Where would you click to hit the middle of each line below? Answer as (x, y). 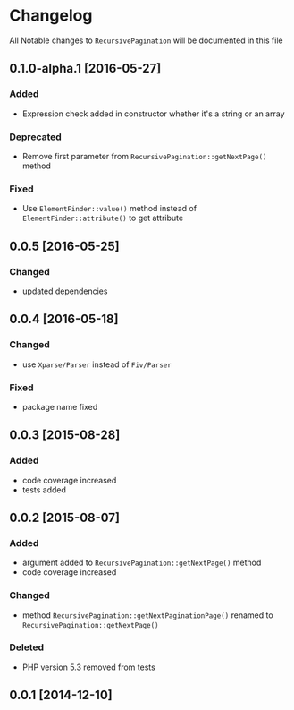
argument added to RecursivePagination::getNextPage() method (142, 563)
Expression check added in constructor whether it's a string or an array (153, 114)
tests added (44, 490)
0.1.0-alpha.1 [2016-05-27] (85, 68)
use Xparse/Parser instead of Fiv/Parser (97, 364)
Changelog (51, 16)
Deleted (27, 647)
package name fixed (60, 406)
